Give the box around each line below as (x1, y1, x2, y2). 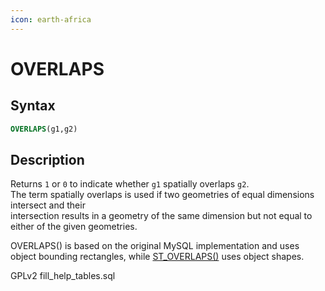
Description (10, 151, 85, 168)
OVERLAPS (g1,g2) (10, 124, 78, 134)
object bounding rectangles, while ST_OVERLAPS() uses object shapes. (10, 251, 305, 263)
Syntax (10, 97, 56, 115)
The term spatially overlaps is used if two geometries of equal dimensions (10, 189, 315, 201)
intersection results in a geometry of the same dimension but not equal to (10, 210, 313, 222)
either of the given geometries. (10, 221, 138, 233)
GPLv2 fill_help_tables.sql (10, 270, 116, 282)
